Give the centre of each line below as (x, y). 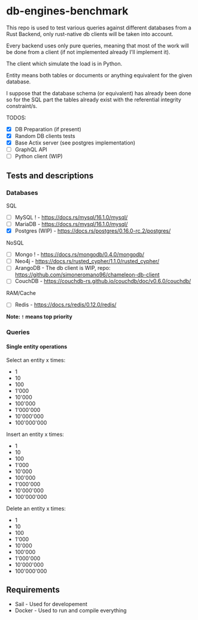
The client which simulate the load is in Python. (64, 64)
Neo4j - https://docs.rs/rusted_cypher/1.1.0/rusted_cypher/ (87, 261)
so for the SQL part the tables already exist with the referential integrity (94, 100)
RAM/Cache (21, 293)
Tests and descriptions (50, 175)
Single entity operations (37, 347)
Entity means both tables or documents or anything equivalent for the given (99, 75)
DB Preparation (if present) (48, 129)
